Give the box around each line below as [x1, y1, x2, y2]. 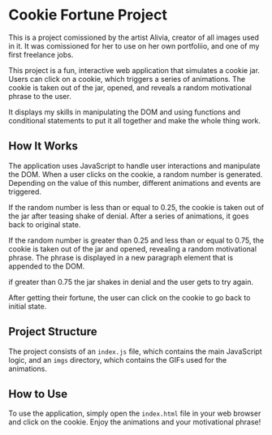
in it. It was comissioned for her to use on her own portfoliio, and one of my [8, 41, 260, 50]
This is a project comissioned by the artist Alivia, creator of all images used [8, 32, 260, 42]
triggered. [8, 187, 42, 196]
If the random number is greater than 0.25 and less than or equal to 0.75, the [8, 235, 265, 245]
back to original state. [8, 219, 81, 229]
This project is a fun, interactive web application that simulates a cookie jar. [8, 65, 260, 75]
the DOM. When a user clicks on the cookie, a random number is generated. [8, 169, 263, 179]
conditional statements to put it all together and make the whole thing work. [8, 115, 261, 125]
